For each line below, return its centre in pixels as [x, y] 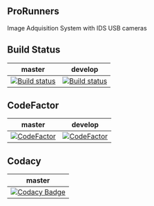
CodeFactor [33, 105]
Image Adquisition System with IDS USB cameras [77, 28]
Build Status [34, 50]
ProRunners [33, 11]
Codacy [24, 161]
